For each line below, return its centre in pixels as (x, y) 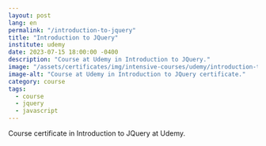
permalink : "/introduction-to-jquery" (72, 30)
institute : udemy (37, 45)
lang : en (23, 23)
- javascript (37, 111)
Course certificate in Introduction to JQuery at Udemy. (97, 133)
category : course (37, 81)
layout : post (30, 15)
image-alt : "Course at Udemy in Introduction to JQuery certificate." (127, 74)
